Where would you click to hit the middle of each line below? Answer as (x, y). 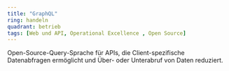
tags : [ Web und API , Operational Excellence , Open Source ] (97, 33)
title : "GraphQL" (33, 14)
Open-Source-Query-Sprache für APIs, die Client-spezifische (96, 53)
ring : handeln (28, 20)
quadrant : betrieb (34, 26)
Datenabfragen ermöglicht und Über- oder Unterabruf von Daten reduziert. (115, 61)
